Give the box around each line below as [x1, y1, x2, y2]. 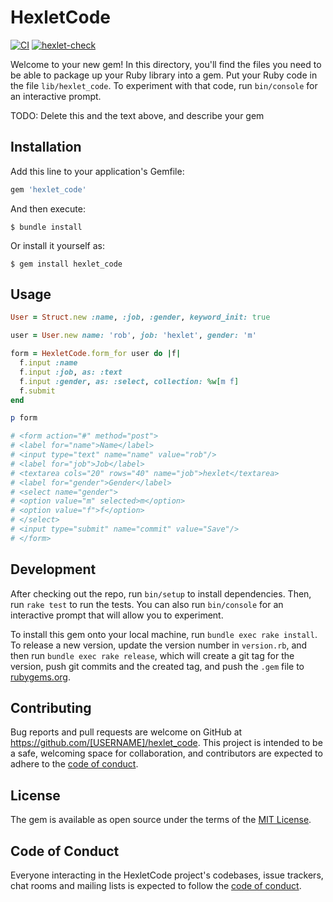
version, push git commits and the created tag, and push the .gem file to [10, 660, 305, 672]
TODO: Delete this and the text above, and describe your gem [10, 109, 265, 121]
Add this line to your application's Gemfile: [10, 165, 185, 177]
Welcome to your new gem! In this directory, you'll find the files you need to [10, 58, 322, 70]
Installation [10, 139, 82, 156]
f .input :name [19, 358, 78, 368]
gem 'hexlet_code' [10, 184, 87, 195]
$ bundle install [10, 222, 83, 232]
